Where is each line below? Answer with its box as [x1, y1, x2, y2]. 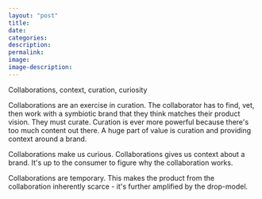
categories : [8, 33, 48, 42]
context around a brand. [8, 134, 87, 144]
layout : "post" [8, 11, 59, 20]
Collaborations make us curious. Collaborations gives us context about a [8, 149, 245, 159]
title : [8, 19, 30, 27]
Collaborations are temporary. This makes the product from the [8, 173, 215, 182]
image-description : [8, 63, 73, 71]
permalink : [8, 48, 44, 56]
